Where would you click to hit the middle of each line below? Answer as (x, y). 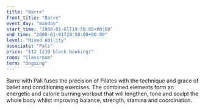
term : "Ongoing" (27, 63)
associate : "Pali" (30, 46)
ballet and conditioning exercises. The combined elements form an (90, 87)
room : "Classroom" (30, 57)
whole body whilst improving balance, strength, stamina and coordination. (99, 100)
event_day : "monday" (33, 23)
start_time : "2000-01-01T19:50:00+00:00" (60, 29)
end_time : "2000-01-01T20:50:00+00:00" (57, 35)
